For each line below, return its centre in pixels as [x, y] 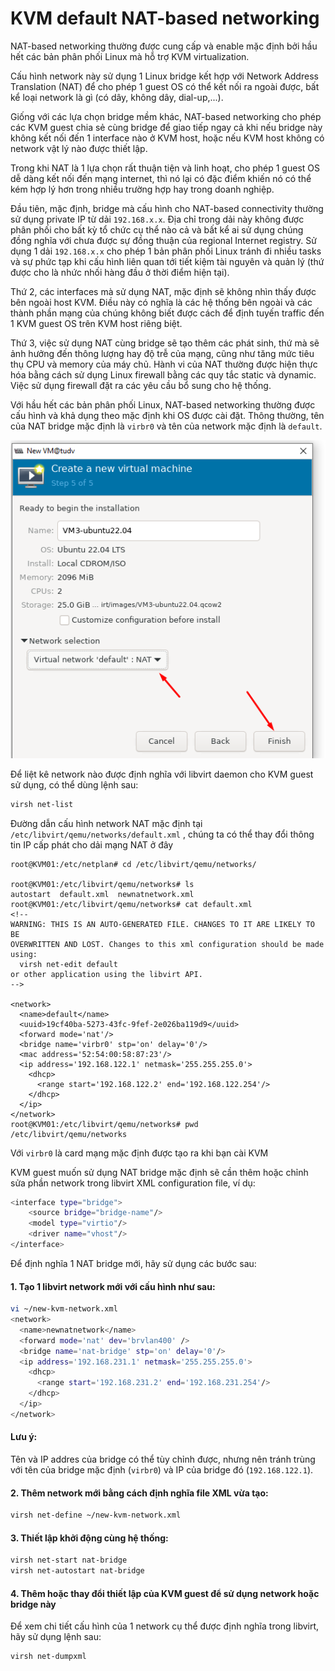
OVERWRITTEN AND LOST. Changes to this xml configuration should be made [167, 944]
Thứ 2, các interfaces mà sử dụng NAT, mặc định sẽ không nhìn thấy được [163, 291]
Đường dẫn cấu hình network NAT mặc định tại [106, 823]
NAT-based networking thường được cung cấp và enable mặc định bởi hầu [164, 46]
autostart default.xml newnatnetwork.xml [102, 894]
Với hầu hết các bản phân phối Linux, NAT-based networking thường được [163, 404]
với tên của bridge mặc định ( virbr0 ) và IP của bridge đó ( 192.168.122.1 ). [162, 1470]
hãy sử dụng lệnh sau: [56, 1637]
